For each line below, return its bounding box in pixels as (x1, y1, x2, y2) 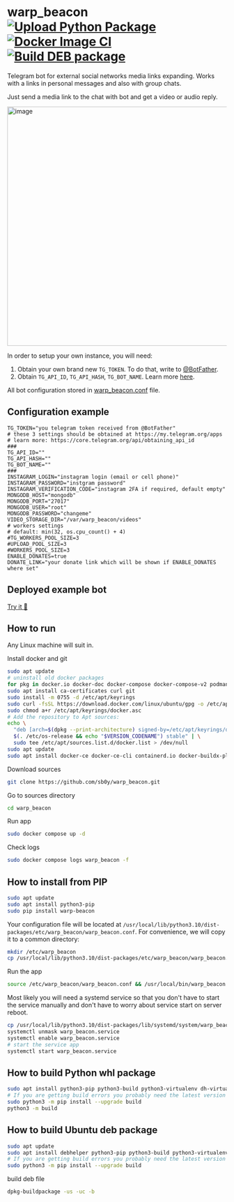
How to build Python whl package (7, 1067, 156, 1079)
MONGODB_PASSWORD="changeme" (7, 510, 92, 517)
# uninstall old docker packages (7, 674, 104, 682)
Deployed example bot (7, 584, 107, 596)
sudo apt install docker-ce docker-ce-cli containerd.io (7, 752, 176, 759)
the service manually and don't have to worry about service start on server (7, 1001, 222, 1010)
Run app (7, 817, 31, 826)
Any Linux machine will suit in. (7, 641, 94, 649)
